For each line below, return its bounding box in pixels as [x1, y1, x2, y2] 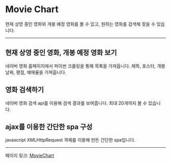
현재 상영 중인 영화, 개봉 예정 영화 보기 [5, 48, 117, 57]
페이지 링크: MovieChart [5, 152, 54, 158]
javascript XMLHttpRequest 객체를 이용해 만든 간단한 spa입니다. [5, 137, 136, 143]
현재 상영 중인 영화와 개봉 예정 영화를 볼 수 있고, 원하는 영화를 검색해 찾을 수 [5, 21, 156, 27]
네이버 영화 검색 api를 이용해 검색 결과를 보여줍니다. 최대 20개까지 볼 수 [5, 100, 148, 106]
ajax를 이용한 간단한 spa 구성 [5, 122, 93, 131]
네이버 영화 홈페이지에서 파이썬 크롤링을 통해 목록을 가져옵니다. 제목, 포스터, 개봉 [5, 62, 165, 69]
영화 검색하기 [5, 85, 44, 94]
